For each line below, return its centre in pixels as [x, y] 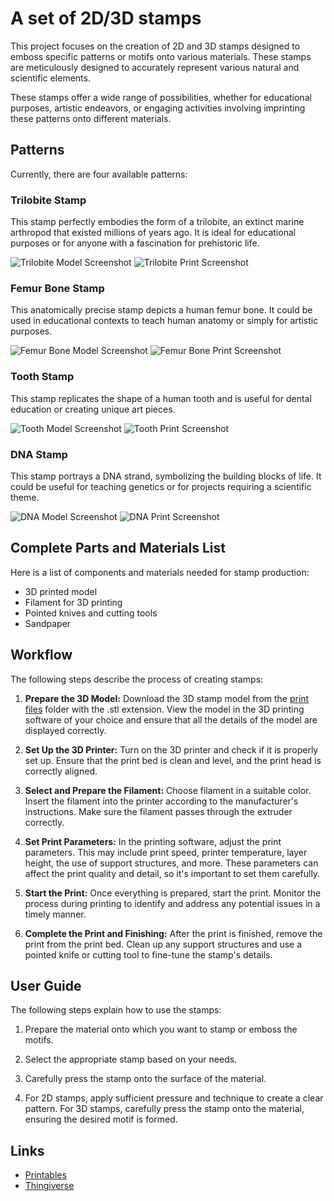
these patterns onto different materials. [91, 118]
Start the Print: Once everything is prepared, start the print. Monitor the [173, 893]
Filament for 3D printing [73, 602]
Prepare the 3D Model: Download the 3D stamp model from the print [167, 698]
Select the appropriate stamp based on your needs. [131, 1059]
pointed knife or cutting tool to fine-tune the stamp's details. [148, 954]
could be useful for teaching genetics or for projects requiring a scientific [161, 486]
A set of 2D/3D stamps [106, 18]
